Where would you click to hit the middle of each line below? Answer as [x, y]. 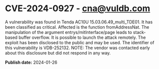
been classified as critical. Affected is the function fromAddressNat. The [77, 27]
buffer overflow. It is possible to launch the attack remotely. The [82, 37]
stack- [139, 32]
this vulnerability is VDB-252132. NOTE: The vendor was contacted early [78, 48]
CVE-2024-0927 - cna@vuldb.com [78, 9]
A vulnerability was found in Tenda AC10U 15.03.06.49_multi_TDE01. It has [79, 22]
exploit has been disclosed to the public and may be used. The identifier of [80, 42]
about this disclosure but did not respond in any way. [58, 53]
